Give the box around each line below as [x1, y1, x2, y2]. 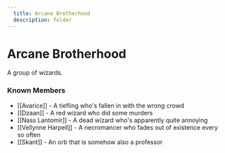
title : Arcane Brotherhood [13, 10, 91, 17]
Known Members [7, 86, 66, 95]
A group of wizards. [7, 69, 63, 77]
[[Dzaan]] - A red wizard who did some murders [16, 108, 153, 117]
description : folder [13, 16, 72, 23]
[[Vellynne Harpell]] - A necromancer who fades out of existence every [16, 123, 218, 131]
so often [16, 130, 41, 139]
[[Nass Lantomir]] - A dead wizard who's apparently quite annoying [16, 116, 208, 124]
